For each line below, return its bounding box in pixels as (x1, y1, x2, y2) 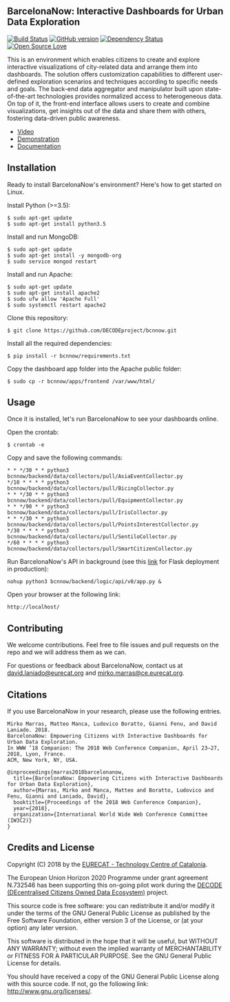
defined (7, 77, 30, 86)
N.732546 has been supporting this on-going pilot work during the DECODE (7, 881, 222, 889)
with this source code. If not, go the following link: (7, 979, 149, 988)
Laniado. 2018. (7, 727, 51, 734)
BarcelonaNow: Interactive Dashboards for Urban (7, 6, 224, 17)
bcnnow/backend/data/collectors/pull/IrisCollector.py (7, 509, 168, 516)
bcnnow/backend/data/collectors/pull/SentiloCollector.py (7, 533, 177, 540)
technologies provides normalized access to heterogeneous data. (36, 92, 223, 100)
